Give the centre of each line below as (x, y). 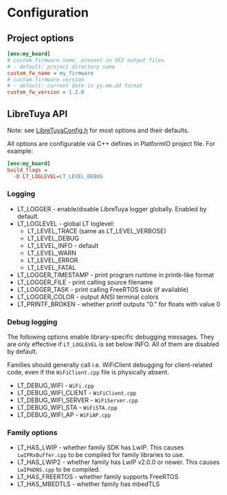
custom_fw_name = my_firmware (51, 73)
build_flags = (28, 170)
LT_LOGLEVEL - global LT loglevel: (66, 223)
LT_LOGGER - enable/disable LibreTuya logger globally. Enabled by (112, 209)
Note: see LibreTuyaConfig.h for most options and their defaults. (98, 130)
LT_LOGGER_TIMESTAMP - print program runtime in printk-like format (116, 275)
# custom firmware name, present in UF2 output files (86, 60)
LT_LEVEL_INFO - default (63, 245)
